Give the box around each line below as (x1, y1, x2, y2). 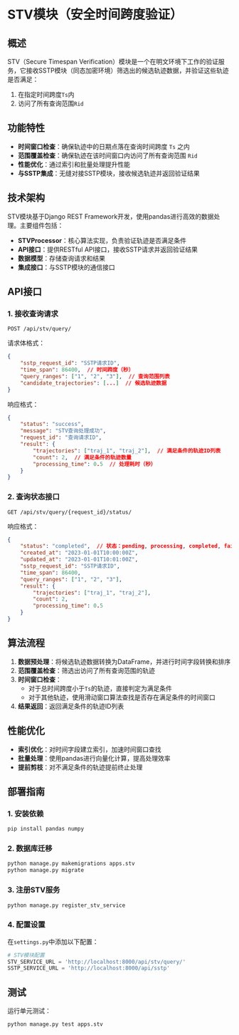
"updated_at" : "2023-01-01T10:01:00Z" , (20, 556, 139, 563)
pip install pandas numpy (7, 826, 84, 833)
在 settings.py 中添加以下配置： (7, 937, 99, 946)
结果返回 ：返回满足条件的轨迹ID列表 (17, 702, 124, 710)
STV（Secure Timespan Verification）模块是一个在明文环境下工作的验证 (7, 58, 219, 66)
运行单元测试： (7, 1007, 51, 1015)
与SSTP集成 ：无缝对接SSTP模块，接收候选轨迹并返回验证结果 (17, 169, 201, 177)
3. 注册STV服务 (7, 885, 60, 895)
